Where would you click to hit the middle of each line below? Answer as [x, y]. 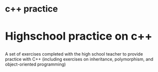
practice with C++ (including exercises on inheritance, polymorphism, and [79, 59]
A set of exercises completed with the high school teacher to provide [74, 54]
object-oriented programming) [35, 64]
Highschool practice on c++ [79, 36]
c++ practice [32, 9]
